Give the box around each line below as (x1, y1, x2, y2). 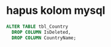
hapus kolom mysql (6, 4, 106, 17)
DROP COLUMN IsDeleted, (11, 29, 71, 35)
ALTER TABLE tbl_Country (6, 23, 68, 30)
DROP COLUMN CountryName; (11, 34, 77, 41)
